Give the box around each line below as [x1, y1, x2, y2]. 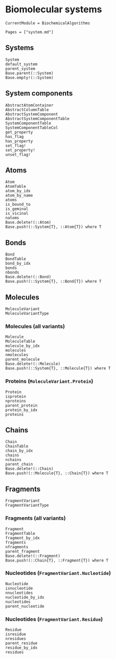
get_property [5, 129, 33, 134]
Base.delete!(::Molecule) [5, 361, 60, 366]
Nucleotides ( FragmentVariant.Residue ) [5, 615, 103, 623]
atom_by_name [5, 193, 33, 198]
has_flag [5, 134, 24, 139]
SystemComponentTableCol [5, 125, 58, 130]
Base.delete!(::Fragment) [5, 553, 60, 558]
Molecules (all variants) [5, 322, 65, 329]
